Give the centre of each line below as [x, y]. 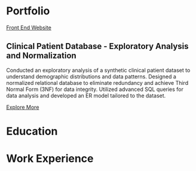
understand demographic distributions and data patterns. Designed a [91, 77]
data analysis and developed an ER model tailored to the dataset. [86, 95]
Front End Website [29, 28]
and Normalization [41, 56]
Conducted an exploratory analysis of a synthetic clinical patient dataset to [98, 70]
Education [32, 131]
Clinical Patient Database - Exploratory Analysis [98, 46]
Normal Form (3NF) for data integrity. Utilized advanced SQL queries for [95, 89]
